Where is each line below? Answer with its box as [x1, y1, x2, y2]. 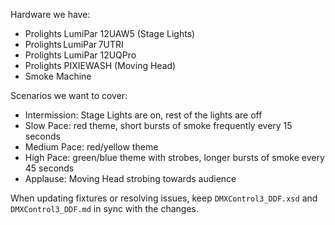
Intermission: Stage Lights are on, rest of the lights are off [24, 109, 263, 121]
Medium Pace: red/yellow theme [24, 141, 159, 153]
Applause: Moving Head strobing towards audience [24, 173, 237, 184]
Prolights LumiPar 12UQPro [24, 49, 137, 61]
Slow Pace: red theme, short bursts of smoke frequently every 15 [24, 120, 293, 131]
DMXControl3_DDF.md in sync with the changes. [10, 203, 200, 214]
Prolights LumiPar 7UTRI [24, 39, 124, 50]
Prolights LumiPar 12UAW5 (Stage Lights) [24, 28, 196, 39]
